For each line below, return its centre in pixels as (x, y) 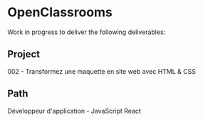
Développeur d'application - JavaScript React (74, 111)
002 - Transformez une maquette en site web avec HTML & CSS (102, 71)
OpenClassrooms (60, 12)
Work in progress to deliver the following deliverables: (87, 32)
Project (24, 54)
